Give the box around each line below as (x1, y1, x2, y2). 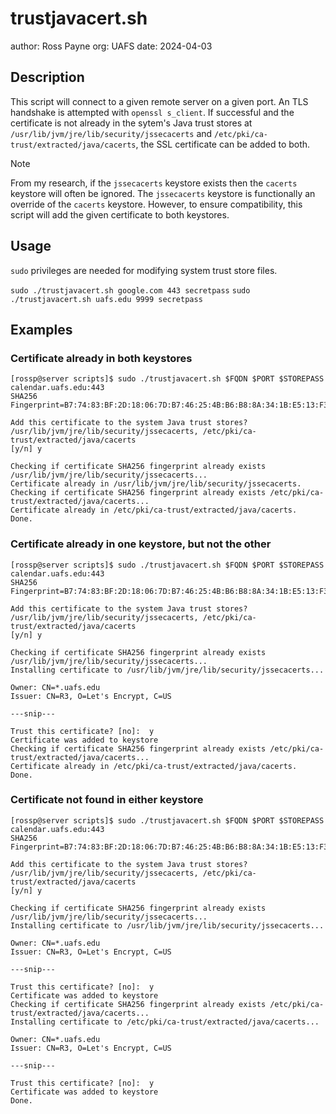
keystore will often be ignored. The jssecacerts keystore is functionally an (10, 187, 316, 199)
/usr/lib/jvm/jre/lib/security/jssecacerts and (10, 127, 213, 139)
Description (10, 69, 85, 86)
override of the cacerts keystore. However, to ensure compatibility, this (10, 198, 303, 210)
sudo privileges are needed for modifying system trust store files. (10, 264, 278, 276)
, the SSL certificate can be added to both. (135, 138, 311, 150)
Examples (10, 321, 73, 338)
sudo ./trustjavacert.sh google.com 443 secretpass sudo (10, 285, 251, 296)
